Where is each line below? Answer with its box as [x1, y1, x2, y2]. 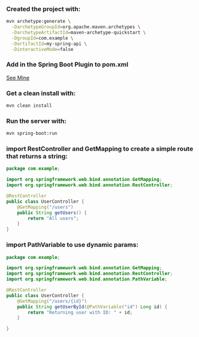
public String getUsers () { [17, 209, 87, 216]
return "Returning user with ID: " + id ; [28, 309, 133, 315]
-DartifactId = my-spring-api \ [11, 41, 87, 47]
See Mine [6, 74, 30, 81]
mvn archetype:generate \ [6, 19, 71, 25]
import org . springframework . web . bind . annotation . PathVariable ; [6, 276, 168, 282]
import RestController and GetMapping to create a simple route [6, 145, 194, 153]
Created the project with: [6, 5, 81, 13]
